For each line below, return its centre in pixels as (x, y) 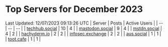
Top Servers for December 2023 (74, 9)
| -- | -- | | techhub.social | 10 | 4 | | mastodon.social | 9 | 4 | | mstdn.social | (84, 28)
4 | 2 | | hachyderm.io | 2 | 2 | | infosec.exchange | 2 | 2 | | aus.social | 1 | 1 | (83, 33)
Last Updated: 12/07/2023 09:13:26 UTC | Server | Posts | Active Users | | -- (84, 23)
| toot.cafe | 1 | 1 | (23, 39)
